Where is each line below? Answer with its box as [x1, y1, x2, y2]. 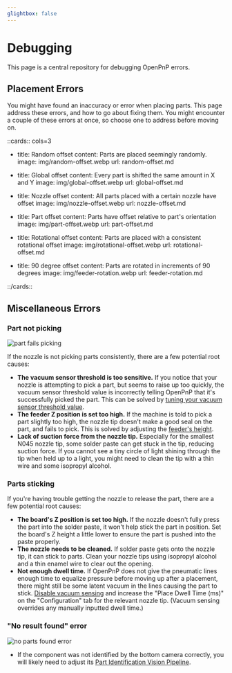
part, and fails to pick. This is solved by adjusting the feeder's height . [17, 425, 214, 433]
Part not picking [7, 323, 62, 333]
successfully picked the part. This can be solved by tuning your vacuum [17, 396, 222, 404]
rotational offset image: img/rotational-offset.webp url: [17, 241, 173, 250]
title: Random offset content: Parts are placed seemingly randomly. [17, 150, 207, 159]
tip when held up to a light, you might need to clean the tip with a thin [17, 455, 214, 463]
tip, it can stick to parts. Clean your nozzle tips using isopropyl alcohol [17, 552, 217, 561]
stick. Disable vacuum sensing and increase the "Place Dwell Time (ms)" [17, 589, 224, 597]
